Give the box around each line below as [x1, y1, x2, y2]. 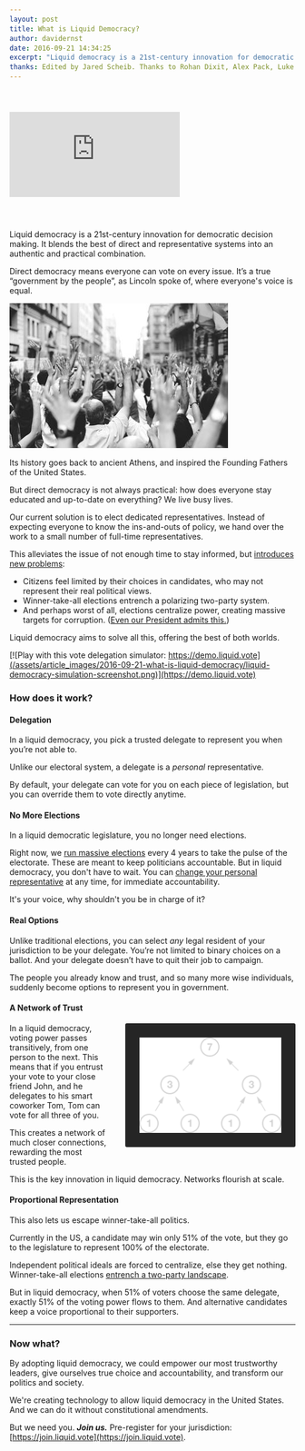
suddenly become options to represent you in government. [9, 981, 230, 992]
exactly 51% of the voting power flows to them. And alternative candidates [9, 1296, 288, 1307]
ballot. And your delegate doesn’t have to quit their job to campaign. [9, 954, 264, 965]
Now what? [9, 1337, 61, 1349]
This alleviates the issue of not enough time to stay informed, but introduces [9, 549, 295, 559]
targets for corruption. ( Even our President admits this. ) [22, 614, 230, 625]
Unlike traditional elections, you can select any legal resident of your [9, 935, 266, 946]
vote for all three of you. [9, 1109, 100, 1120]
